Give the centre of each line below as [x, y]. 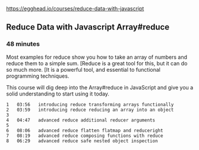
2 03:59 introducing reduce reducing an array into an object [90, 110]
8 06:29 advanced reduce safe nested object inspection [82, 141]
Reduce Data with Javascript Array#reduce [88, 27]
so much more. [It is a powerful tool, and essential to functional [83, 69]
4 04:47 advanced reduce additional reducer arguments [81, 120]
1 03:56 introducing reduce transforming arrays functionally [90, 104]
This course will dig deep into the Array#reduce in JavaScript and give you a [100, 87]
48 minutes [23, 44]
